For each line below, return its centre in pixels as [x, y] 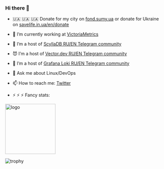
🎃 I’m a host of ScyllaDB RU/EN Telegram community [67, 44]
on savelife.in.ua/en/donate [41, 25]
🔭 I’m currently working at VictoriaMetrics [55, 34]
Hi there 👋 [18, 8]
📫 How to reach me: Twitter [42, 83]
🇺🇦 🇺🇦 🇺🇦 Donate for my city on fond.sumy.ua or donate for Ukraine [86, 19]
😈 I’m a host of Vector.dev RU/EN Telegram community [69, 54]
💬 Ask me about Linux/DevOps [44, 73]
